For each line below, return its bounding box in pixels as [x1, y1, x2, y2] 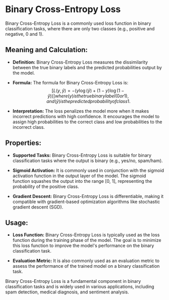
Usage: [5, 218, 29, 227]
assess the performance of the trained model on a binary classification [12, 263, 160, 269]
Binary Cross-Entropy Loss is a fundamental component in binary [5, 278, 141, 284]
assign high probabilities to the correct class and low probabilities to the [12, 119, 162, 125]
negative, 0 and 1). [5, 31, 44, 37]
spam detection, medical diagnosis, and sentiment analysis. [5, 289, 130, 295]
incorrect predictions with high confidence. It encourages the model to [12, 113, 160, 119]
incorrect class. [12, 124, 45, 130]
